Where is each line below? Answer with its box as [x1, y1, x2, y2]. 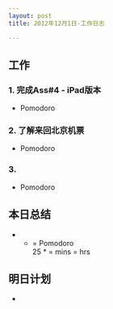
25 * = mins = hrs [31, 247, 90, 257]
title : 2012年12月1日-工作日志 [8, 19, 105, 27]
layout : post [8, 11, 52, 20]
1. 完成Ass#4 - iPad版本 [8, 84, 102, 95]
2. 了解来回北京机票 [8, 125, 85, 136]
